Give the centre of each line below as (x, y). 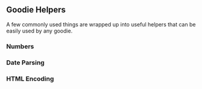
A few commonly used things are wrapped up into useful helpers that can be (101, 24)
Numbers (20, 46)
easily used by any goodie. (39, 31)
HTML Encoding (30, 79)
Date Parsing (26, 63)
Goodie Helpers (36, 10)
